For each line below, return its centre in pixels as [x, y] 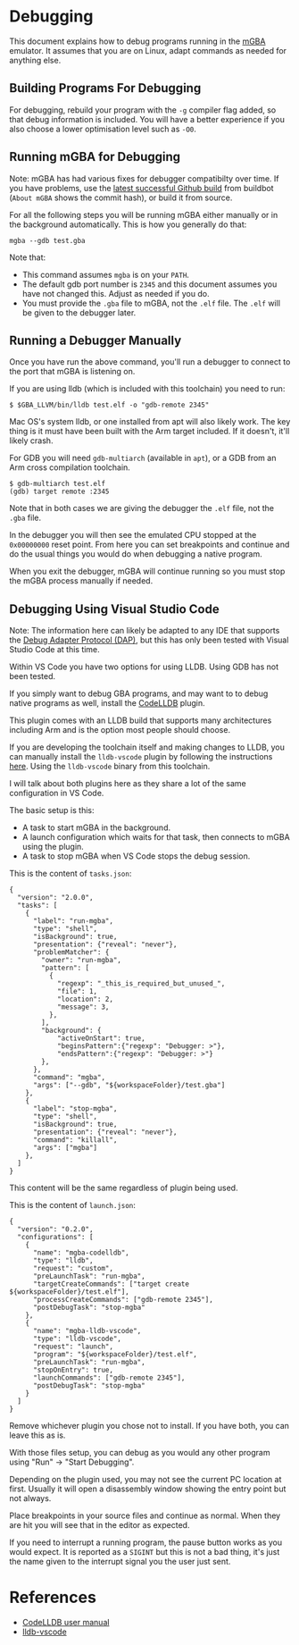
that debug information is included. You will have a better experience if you [147, 119]
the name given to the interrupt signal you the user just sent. [120, 1562]
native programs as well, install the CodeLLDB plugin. [107, 703]
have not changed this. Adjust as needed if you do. [116, 293]
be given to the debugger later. [79, 312]
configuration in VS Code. [57, 793]
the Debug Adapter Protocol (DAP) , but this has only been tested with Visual [149, 640]
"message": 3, [83, 1007]
